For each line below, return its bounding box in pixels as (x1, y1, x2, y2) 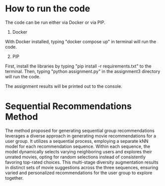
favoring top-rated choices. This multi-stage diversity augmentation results (5, 159, 159, 165)
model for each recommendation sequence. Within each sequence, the (5, 143, 151, 149)
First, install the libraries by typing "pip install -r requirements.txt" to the (5, 63, 152, 69)
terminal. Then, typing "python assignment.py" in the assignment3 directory (5, 68, 161, 74)
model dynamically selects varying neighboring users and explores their (5, 148, 153, 154)
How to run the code (5, 3, 90, 14)
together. (5, 175, 24, 181)
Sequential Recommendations (5, 101, 132, 112)
